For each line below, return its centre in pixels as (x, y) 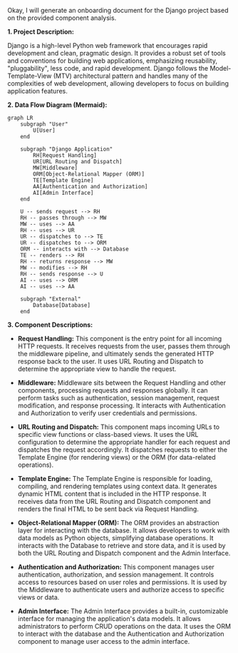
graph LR (20, 118)
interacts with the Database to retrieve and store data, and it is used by (121, 546)
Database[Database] (62, 305)
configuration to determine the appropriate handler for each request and (124, 442)
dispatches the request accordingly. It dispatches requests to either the (123, 450)
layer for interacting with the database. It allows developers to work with (124, 530)
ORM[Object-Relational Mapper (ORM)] (89, 174)
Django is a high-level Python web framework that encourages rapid (108, 45)
